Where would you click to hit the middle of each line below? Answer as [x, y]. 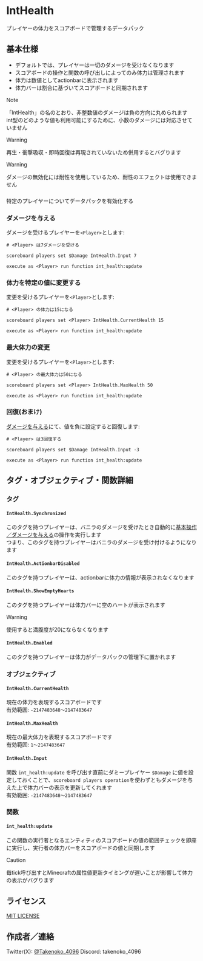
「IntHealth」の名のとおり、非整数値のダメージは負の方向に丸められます [97, 112]
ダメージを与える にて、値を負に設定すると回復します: [73, 426]
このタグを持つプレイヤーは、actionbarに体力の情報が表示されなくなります [100, 577]
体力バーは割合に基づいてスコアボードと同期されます [82, 87]
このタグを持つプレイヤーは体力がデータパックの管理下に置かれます [91, 657]
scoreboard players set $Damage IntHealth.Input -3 [73, 450]
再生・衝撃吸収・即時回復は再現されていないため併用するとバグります [94, 152]
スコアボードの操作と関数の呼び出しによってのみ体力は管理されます [100, 72]
